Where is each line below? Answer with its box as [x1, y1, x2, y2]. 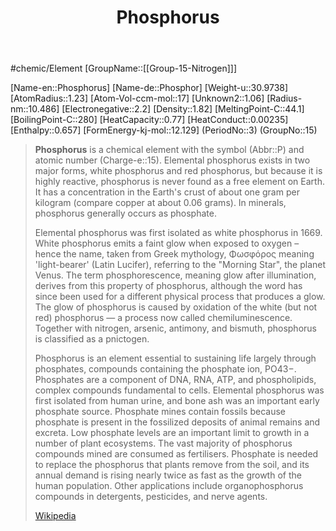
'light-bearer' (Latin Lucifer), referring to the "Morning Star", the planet [34, 259, 327, 271]
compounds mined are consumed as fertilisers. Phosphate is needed [34, 448, 319, 460]
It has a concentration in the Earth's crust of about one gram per [34, 186, 300, 198]
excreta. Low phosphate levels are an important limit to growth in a [34, 427, 310, 439]
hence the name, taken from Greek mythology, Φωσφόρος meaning [34, 248, 315, 260]
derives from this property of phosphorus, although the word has [34, 280, 303, 292]
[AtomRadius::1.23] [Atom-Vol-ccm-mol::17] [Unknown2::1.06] [10, 92, 265, 105]
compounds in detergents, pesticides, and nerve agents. [34, 491, 268, 503]
